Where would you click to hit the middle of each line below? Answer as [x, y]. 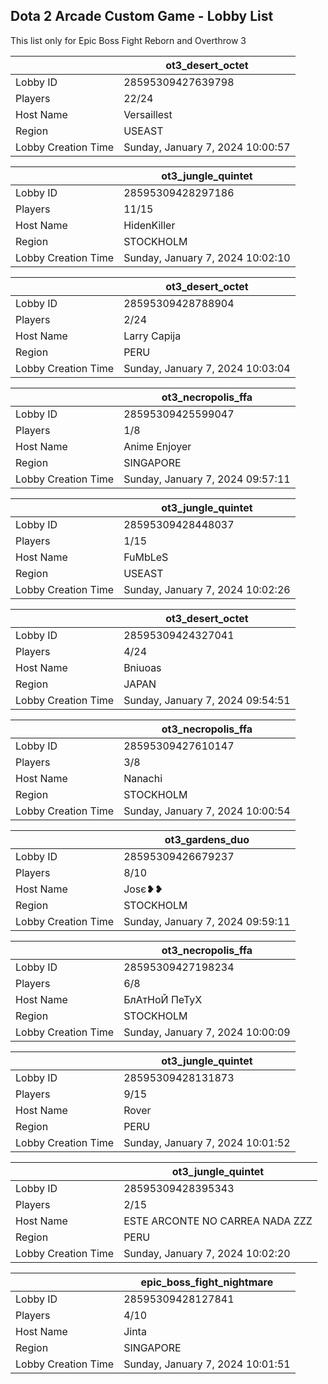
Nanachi [143, 778]
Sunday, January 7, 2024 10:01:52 [207, 1142]
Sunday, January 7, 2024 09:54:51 [207, 700]
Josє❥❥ [143, 889]
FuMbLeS [146, 557]
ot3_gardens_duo [207, 839]
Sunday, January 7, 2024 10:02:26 [207, 589]
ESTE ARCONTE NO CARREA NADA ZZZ [218, 1221]
